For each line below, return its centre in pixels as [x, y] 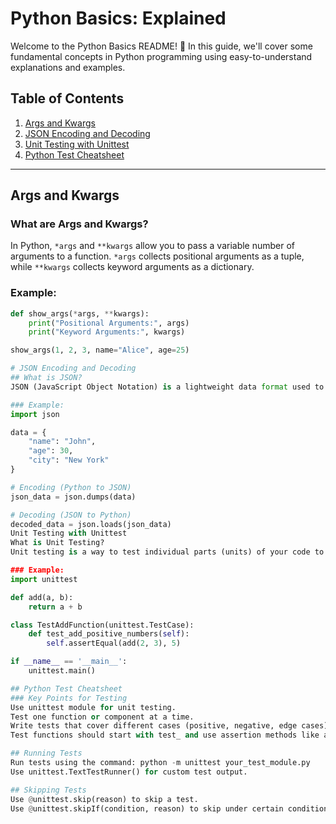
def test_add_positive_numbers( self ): [109, 634]
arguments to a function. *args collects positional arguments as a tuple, [157, 256]
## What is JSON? [46, 378]
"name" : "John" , [62, 442]
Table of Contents [67, 98]
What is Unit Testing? [57, 543]
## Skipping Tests [48, 790]
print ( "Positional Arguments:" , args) [109, 323]
